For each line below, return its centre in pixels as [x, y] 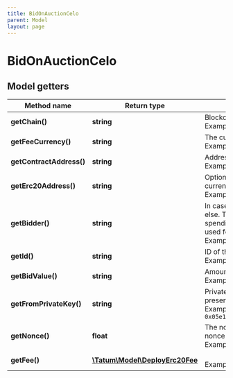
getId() [22, 256]
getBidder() [30, 223]
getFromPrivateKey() [46, 304]
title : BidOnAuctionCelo [43, 14]
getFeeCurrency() [41, 141]
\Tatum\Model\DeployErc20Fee [145, 360]
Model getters [38, 86]
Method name [48, 106]
